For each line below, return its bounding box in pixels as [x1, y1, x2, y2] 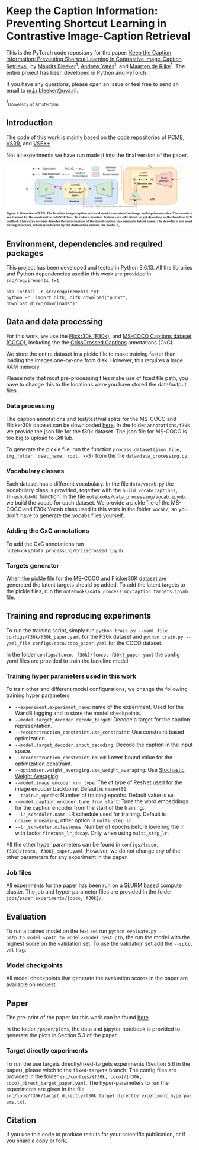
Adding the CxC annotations [6, 527, 89, 535]
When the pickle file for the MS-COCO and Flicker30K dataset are [6, 575, 167, 582]
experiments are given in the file [6, 1085, 85, 1092]
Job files [6, 868, 32, 876]
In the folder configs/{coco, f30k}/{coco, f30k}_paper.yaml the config [6, 651, 181, 658]
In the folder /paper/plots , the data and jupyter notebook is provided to [6, 1025, 181, 1032]
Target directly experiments [6, 1047, 88, 1055]
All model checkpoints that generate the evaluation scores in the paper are [6, 975, 188, 982]
